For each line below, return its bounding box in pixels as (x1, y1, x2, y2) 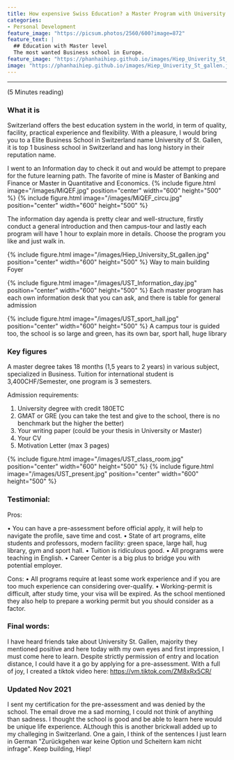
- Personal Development (7, 23, 77, 30)
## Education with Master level (13, 43, 108, 50)
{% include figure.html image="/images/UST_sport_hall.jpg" (7, 314, 179, 323)
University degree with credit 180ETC (17, 404, 125, 413)
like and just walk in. (7, 236, 65, 245)
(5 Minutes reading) (7, 88, 64, 96)
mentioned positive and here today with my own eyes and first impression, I (7, 644, 224, 653)
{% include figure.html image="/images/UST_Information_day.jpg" (7, 278, 197, 287)
